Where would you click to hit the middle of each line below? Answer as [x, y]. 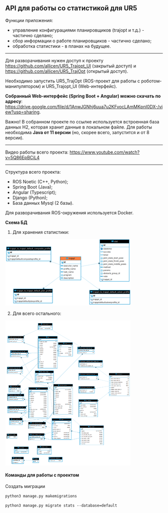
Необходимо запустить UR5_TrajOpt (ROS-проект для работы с [72, 81]
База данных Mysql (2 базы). [43, 203]
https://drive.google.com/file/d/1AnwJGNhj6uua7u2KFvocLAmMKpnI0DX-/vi [84, 106]
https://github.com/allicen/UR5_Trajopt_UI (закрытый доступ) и [71, 66]
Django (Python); [30, 197]
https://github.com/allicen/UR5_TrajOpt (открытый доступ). [67, 71]
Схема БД [16, 222]
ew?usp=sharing [22, 112]
